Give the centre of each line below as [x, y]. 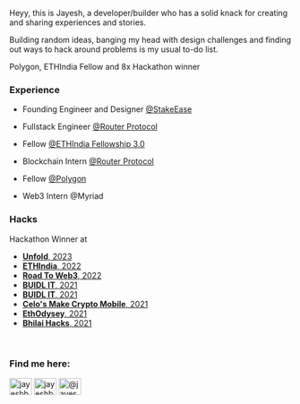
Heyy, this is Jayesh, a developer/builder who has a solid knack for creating [149, 13]
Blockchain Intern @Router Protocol [88, 161]
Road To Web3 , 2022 [62, 275]
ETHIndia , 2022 [51, 266]
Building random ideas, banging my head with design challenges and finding [150, 40]
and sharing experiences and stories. [77, 22]
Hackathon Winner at [48, 239]
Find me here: [40, 364]
